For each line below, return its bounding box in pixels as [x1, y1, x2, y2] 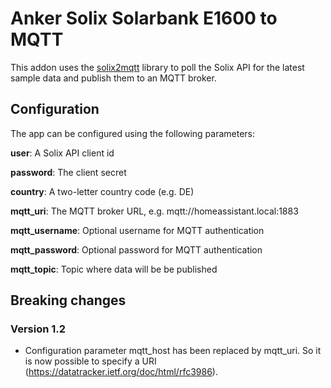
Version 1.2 [10, 322, 67, 336]
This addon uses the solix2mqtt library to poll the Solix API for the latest [10, 61, 305, 73]
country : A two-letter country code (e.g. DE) [10, 185, 195, 197]
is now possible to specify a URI [24, 355, 157, 367]
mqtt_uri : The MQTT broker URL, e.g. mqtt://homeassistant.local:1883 [10, 205, 299, 217]
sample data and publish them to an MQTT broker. [10, 72, 217, 84]
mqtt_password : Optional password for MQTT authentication [10, 243, 263, 256]
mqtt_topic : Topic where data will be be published [10, 263, 218, 275]
